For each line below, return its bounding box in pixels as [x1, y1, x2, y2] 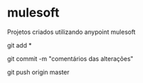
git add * [7, 41, 32, 49]
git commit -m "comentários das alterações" [7, 54, 133, 63]
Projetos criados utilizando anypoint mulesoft [7, 28, 136, 36]
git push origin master [7, 68, 70, 76]
